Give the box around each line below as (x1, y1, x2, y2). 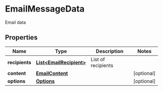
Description (96, 47, 124, 54)
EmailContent (36, 70, 68, 76)
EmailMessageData (5, 3, 85, 15)
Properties (5, 33, 38, 42)
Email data (5, 19, 26, 25)
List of (90, 56, 105, 62)
